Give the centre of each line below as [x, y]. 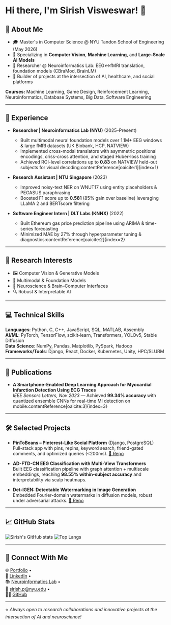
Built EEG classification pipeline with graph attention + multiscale [81, 469]
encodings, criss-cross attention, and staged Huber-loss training [88, 156]
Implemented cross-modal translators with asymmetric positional [88, 151]
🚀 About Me [24, 29]
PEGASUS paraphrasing [45, 192]
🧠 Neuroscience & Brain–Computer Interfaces [60, 286]
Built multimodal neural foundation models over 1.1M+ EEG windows [91, 140]
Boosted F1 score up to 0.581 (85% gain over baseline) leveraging [89, 198]
